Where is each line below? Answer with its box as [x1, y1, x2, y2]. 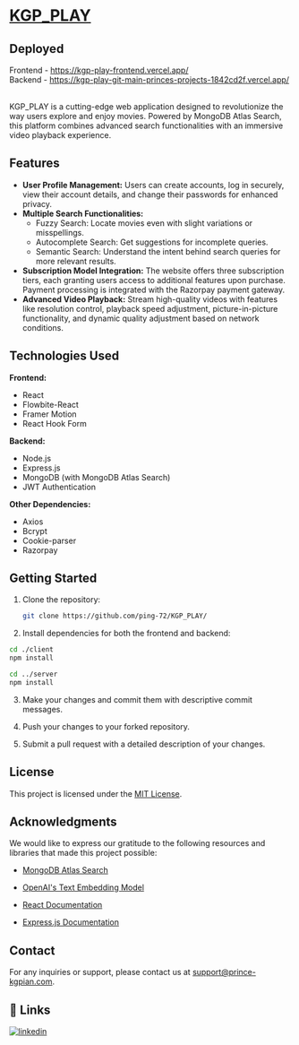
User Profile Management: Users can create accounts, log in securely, [21, 179, 285, 190]
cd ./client [9, 645, 54, 654]
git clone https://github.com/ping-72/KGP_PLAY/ [21, 611, 208, 621]
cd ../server [9, 669, 58, 679]
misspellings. [35, 227, 85, 237]
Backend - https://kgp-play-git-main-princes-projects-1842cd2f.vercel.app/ [9, 74, 289, 85]
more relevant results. [35, 255, 116, 266]
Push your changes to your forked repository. [21, 721, 191, 731]
